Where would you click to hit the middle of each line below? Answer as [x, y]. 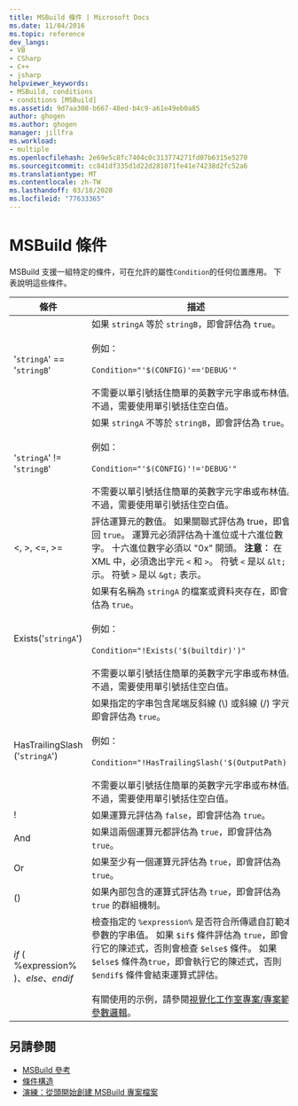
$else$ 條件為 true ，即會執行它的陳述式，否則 [187, 961]
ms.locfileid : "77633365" [57, 199]
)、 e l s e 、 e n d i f [43, 978]
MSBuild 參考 [46, 1070]
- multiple [29, 149]
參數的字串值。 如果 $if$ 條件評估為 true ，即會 [190, 935]
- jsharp [25, 75]
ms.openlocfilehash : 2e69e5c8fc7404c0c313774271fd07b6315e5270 [129, 157]
